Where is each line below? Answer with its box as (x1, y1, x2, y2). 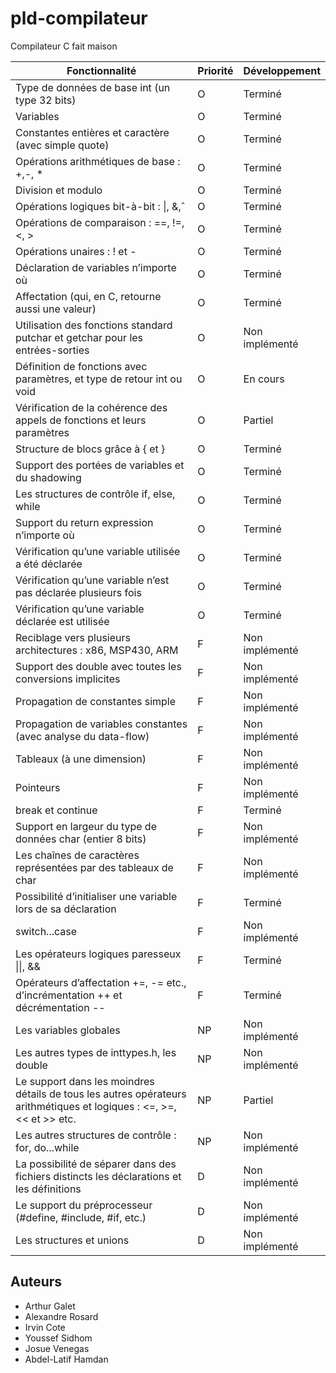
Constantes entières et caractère (15, 125, 170, 139)
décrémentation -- (15, 1000, 106, 1014)
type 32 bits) (15, 93, 77, 107)
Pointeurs (15, 780, 61, 794)
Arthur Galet (24, 1300, 76, 1312)
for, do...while (15, 1140, 80, 1154)
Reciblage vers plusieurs (15, 630, 131, 644)
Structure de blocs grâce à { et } (15, 442, 166, 456)
